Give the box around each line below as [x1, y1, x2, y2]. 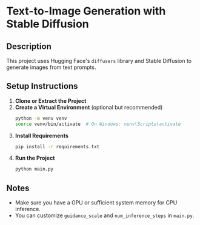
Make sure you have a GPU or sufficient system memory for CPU [15, 199, 178, 206]
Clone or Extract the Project [15, 97, 87, 104]
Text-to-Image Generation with [6, 4, 166, 18]
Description [6, 41, 52, 51]
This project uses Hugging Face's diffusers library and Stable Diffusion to [6, 57, 192, 64]
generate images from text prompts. [6, 64, 96, 71]
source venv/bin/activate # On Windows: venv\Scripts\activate [15, 121, 181, 127]
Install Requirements [15, 132, 68, 139]
